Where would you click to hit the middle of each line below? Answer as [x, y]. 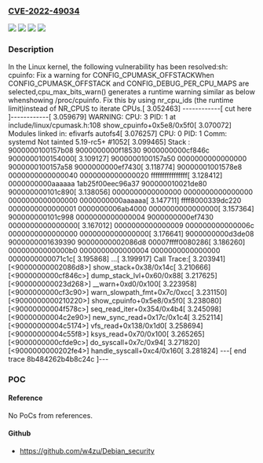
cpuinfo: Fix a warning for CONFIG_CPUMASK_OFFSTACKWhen [111, 75]
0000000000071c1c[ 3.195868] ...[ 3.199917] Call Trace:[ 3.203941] [117, 259]
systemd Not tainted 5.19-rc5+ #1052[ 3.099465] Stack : [99, 141]
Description [31, 50]
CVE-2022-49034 [44, 11]
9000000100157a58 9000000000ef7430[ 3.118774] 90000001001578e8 [125, 167]
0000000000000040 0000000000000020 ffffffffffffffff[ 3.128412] [115, 175]
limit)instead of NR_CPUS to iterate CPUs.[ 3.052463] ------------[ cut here [130, 108]
